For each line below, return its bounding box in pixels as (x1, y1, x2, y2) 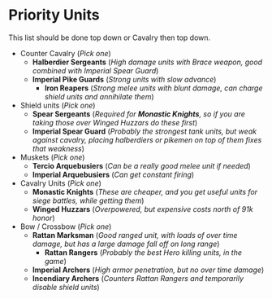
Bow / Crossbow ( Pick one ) (19, 222, 112, 231)
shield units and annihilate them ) (44, 91, 154, 101)
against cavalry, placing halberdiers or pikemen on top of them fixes (32, 134, 262, 144)
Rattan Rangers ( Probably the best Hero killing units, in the (44, 247, 242, 257)
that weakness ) (32, 143, 85, 153)
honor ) (32, 213, 55, 222)
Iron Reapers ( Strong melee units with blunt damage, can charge (44, 83, 263, 93)
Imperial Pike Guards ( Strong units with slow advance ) (32, 74, 217, 84)
